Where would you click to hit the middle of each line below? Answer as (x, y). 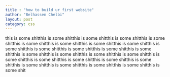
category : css (20, 24)
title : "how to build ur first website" (50, 10)
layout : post (19, 19)
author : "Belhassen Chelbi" (35, 15)
